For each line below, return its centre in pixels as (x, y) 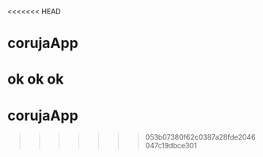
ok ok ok (36, 79)
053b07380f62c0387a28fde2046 (200, 137)
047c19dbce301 (171, 146)
